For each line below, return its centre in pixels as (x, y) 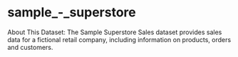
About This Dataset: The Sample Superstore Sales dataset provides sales (115, 32)
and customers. (30, 47)
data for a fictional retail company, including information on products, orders (119, 39)
